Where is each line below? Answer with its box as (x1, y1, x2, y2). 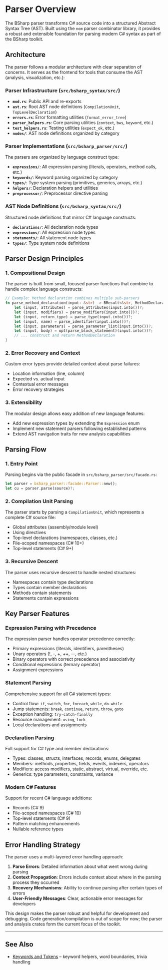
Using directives (12, 530, 46, 536)
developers (12, 901, 36, 907)
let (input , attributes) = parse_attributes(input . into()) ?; (14, 305, 144, 310)
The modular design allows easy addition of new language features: (5, 410, 145, 416)
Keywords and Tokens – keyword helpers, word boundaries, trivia (12, 953, 147, 959)
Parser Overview (5, 4, 76, 15)
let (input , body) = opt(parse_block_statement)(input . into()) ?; (14, 328, 153, 333)
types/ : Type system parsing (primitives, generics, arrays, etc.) (12, 180, 142, 186)
